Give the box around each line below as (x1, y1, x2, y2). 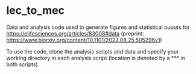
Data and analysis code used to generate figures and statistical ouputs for (6, 23, 190, 31)
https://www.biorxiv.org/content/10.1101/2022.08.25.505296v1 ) (6, 36, 162, 43)
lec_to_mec (6, 4, 65, 17)
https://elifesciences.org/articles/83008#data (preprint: (6, 29, 145, 37)
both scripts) (6, 61, 38, 68)
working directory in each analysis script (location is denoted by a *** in (6, 54, 186, 61)
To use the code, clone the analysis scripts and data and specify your (6, 48, 179, 55)
